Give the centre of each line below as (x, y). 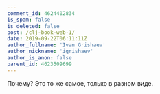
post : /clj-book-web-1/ (41, 32)
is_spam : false (29, 20)
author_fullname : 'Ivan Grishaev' (57, 45)
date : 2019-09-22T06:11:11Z (47, 39)
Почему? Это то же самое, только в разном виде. (80, 83)
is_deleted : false (33, 26)
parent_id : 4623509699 (39, 64)
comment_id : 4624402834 (41, 13)
